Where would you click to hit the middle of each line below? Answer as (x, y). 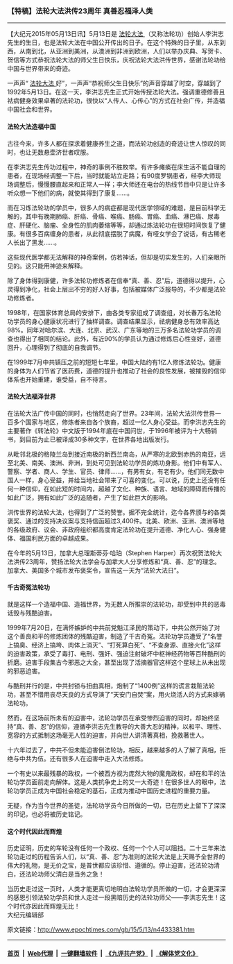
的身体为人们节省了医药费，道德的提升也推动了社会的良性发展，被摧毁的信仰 (116, 371)
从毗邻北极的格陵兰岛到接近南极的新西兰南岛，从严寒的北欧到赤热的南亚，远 (116, 454)
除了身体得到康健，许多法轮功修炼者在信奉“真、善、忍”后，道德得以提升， (113, 280)
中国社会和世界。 (32, 110)
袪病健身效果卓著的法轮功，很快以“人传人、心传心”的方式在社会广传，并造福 (116, 101)
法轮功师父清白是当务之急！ (65, 874)
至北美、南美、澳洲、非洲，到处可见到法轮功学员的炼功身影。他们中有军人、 (116, 462)
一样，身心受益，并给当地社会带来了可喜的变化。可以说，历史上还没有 (119, 480)
